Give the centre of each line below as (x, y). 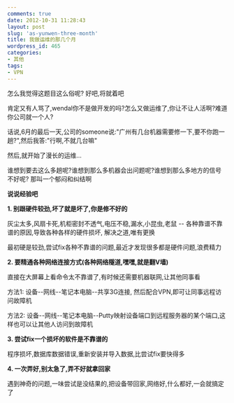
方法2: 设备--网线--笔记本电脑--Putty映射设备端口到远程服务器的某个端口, (114, 315)
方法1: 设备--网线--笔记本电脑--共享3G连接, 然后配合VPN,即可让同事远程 (111, 292)
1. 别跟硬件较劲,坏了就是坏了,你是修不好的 (67, 208)
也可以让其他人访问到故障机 (53, 324)
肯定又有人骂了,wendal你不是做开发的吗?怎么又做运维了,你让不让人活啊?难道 (117, 108)
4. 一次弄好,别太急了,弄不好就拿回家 (59, 369)
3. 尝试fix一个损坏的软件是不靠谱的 (58, 339)
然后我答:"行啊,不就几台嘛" (59, 140)
